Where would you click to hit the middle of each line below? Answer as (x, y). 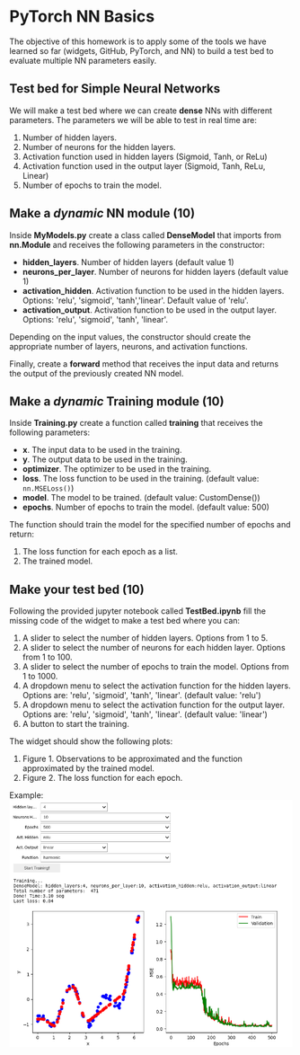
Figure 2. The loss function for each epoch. (102, 778)
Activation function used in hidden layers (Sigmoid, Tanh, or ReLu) (145, 156)
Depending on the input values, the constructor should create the (130, 337)
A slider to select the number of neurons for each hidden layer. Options (154, 648)
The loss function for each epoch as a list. (100, 552)
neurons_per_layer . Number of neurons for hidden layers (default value (155, 271)
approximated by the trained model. (88, 768)
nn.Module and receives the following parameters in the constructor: (137, 244)
